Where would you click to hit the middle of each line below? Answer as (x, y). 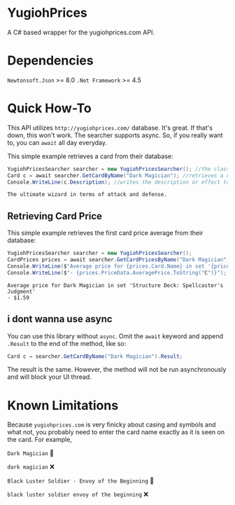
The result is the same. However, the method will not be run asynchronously (117, 370)
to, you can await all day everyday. (57, 142)
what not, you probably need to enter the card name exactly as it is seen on (116, 432)
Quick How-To (50, 108)
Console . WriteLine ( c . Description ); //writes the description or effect (114, 182)
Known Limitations (63, 405)
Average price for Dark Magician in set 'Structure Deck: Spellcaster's (115, 285)
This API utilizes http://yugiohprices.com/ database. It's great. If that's (110, 127)
